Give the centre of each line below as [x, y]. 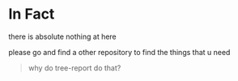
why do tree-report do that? [74, 68]
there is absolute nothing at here [63, 36]
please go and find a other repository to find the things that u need [119, 52]
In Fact [32, 14]
